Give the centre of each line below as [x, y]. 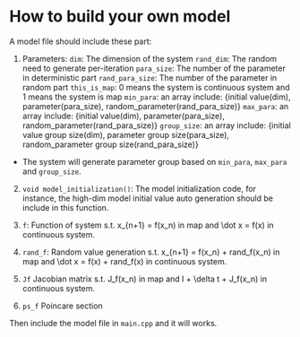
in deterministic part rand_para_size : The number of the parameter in [150, 77]
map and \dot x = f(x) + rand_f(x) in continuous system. [124, 261]
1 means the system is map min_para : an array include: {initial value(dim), [156, 97]
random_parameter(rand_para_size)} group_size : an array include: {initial [156, 125]
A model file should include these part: [81, 41]
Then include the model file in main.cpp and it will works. [113, 323]
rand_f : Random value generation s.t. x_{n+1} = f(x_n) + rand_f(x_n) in [151, 252]
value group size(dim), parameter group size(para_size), [126, 134]
